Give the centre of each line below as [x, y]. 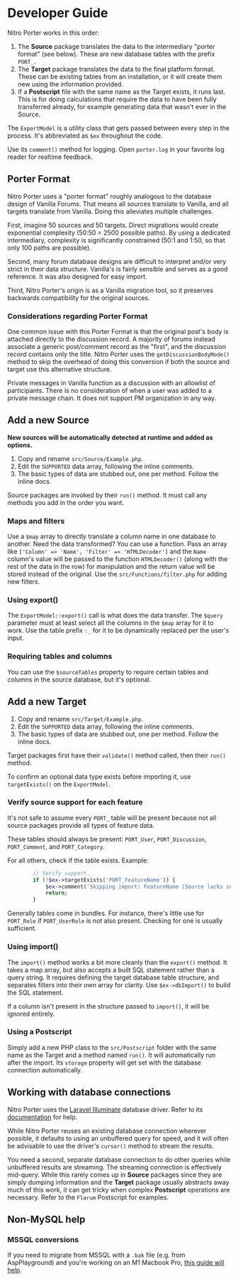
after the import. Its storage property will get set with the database [104, 1063]
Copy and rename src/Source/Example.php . [80, 458]
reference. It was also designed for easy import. [77, 276]
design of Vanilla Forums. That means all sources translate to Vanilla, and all [118, 204]
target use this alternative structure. [59, 370]
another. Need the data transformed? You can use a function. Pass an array [118, 544]
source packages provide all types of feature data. [81, 825]
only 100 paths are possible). [50, 248]
